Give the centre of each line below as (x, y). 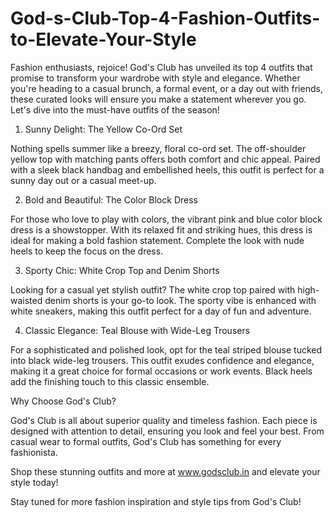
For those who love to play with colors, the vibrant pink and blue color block (166, 219)
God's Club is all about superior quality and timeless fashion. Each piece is (164, 420)
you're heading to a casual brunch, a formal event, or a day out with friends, (166, 88)
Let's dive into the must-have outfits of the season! (115, 109)
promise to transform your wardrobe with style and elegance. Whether (155, 78)
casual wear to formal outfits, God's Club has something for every (146, 441)
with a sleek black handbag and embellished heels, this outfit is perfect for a (167, 169)
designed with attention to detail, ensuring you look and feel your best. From (167, 431)
